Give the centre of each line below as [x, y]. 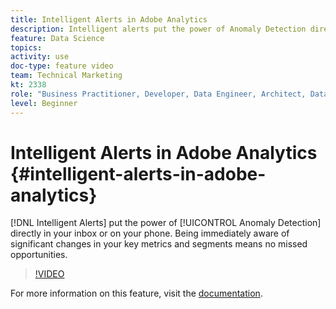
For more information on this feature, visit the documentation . [136, 293]
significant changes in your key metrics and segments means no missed [159, 244]
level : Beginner [44, 103]
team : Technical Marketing [66, 76]
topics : [26, 47]
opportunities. [39, 255]
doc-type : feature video [62, 66]
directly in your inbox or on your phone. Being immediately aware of [150, 233]
